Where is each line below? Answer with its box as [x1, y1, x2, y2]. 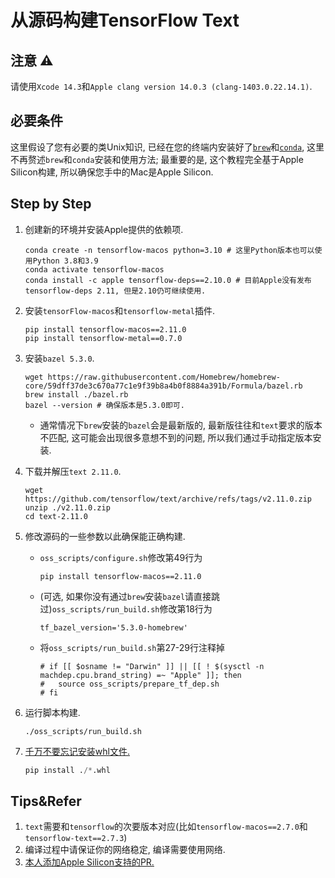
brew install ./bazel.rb [24, 389, 129, 400]
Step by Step [10, 196, 92, 213]
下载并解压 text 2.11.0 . [24, 465, 122, 477]
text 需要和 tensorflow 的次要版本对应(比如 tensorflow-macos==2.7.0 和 [24, 821, 308, 833]
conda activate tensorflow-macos [24, 264, 165, 275]
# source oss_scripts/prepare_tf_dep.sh [39, 679, 220, 689]
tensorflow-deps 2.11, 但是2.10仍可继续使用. [24, 286, 207, 296]
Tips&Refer [10, 792, 82, 810]
